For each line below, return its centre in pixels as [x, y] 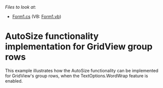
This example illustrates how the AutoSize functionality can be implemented [82, 70]
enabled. [14, 81]
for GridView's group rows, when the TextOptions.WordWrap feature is [77, 76]
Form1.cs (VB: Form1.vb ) [37, 16]
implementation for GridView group [79, 47]
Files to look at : [21, 7]
